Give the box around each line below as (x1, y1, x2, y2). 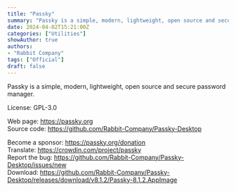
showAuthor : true (7, 37, 58, 44)
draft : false (7, 63, 46, 70)
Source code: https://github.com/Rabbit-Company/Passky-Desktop (7, 124, 202, 133)
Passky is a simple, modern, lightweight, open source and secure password (7, 82, 226, 90)
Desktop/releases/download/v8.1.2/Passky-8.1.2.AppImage (7, 175, 178, 184)
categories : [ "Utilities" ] (7, 30, 86, 37)
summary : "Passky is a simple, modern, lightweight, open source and (7, 17, 216, 24)
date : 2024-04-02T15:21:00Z (7, 23, 90, 30)
